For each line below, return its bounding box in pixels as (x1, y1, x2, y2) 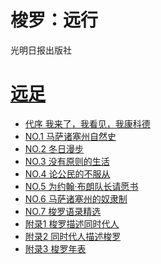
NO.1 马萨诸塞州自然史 (24, 130, 117, 142)
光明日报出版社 (10, 44, 72, 56)
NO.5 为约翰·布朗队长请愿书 (24, 180, 139, 192)
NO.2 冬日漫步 (24, 142, 84, 155)
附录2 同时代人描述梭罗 (24, 230, 122, 242)
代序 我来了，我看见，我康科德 (24, 117, 151, 130)
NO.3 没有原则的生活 (24, 155, 110, 167)
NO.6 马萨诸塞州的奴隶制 (24, 192, 128, 205)
